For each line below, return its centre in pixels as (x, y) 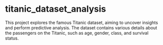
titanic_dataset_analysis (56, 9)
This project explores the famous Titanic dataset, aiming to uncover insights (81, 22)
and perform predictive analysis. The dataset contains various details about (81, 27)
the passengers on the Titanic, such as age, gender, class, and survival (77, 33)
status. (12, 38)
